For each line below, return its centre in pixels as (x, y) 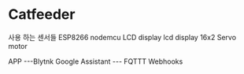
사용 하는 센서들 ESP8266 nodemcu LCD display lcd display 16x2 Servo (122, 37)
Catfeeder (42, 15)
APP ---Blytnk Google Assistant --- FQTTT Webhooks (96, 61)
